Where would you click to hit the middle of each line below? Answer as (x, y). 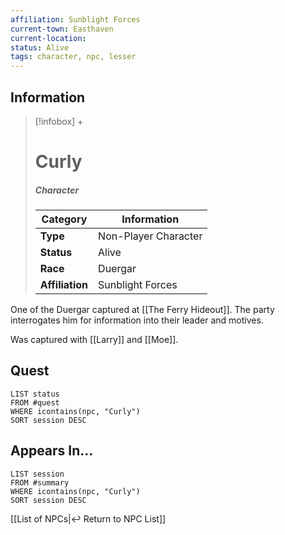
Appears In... (52, 451)
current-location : (48, 38)
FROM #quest (35, 402)
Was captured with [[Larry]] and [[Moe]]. (94, 340)
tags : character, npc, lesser (73, 57)
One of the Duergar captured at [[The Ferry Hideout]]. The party (142, 310)
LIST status (35, 394)
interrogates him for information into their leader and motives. (137, 320)
